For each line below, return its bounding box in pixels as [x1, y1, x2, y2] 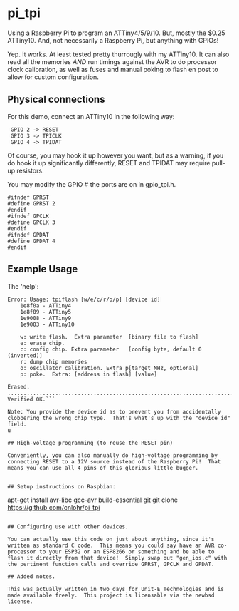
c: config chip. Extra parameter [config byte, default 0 [20, 346, 202, 353]
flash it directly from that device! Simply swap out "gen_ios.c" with [7, 554, 228, 561]
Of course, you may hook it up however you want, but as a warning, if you [7, 151, 224, 160]
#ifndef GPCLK [7, 212, 50, 220]
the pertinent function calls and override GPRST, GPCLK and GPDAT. [7, 560, 215, 568]
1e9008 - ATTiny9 [20, 314, 72, 322]
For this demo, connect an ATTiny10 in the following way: [7, 112, 175, 120]
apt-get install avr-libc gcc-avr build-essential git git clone [7, 496, 178, 504]
